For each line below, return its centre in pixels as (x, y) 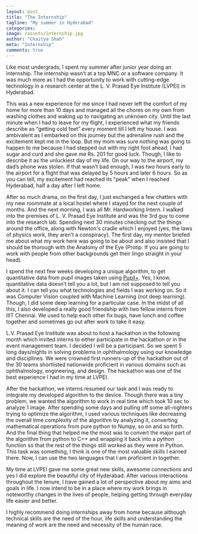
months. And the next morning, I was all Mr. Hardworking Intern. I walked (95, 209)
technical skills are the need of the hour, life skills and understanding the (94, 518)
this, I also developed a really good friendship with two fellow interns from (96, 309)
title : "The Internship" (37, 17)
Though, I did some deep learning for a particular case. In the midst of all (95, 303)
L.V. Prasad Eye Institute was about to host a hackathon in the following (93, 333)
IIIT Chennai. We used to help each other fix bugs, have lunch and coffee (95, 315)
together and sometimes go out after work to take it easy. (76, 321)
